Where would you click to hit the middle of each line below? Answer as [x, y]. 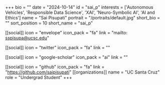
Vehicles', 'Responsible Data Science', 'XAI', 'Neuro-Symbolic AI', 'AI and [80, 12]
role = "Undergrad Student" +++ [39, 77]
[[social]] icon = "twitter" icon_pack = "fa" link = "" [58, 47]
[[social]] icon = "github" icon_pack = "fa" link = [55, 67]
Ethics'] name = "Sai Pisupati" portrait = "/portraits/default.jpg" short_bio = [83, 18]
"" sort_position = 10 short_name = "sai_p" [49, 23]
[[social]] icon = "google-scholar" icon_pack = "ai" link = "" [66, 57]
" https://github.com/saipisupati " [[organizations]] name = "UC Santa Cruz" [82, 72]
